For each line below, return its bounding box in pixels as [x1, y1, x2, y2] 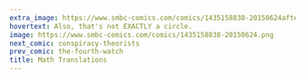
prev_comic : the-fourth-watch [9, 47, 124, 56]
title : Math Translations [9, 55, 107, 64]
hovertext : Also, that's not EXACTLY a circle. [9, 22, 193, 31]
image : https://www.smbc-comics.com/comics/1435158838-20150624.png [9, 30, 274, 39]
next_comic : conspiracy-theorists [9, 38, 141, 48]
